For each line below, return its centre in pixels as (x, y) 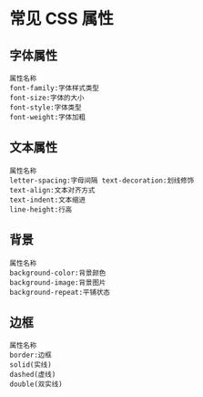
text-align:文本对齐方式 (52, 190)
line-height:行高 (41, 209)
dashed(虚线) (33, 375)
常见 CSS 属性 (61, 19)
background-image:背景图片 (58, 282)
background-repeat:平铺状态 (60, 292)
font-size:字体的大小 (47, 98)
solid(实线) (30, 365)
